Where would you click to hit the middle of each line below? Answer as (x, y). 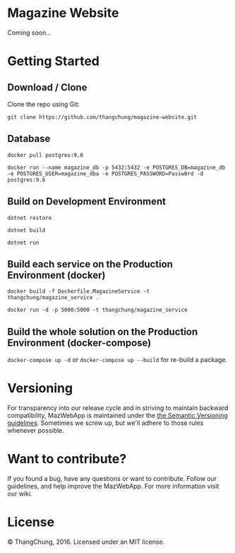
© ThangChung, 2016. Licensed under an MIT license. (86, 542)
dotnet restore (30, 218)
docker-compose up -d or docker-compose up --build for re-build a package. (117, 360)
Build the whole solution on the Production (103, 331)
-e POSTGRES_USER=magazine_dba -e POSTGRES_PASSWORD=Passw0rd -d (105, 174)
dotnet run (23, 243)
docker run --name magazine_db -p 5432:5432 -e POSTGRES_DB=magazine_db (116, 168)
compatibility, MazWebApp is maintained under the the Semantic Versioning (117, 416)
